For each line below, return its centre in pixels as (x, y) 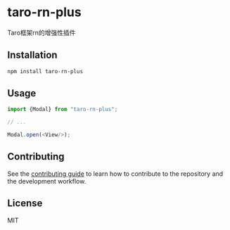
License (25, 204)
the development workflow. (47, 181)
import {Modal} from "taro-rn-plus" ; (63, 110)
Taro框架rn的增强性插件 (41, 32)
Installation (32, 55)
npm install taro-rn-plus (45, 71)
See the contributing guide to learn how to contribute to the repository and (115, 174)
